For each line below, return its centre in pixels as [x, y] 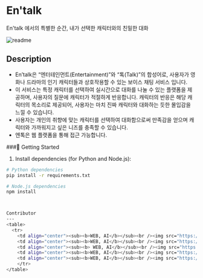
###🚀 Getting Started [33, 147]
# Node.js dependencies [36, 186]
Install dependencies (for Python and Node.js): [73, 158]
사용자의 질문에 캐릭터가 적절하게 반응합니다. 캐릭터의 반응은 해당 [109, 97]
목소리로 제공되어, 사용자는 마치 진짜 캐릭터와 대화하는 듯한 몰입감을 [111, 105]
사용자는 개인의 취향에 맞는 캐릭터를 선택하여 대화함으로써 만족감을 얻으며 [101, 120]
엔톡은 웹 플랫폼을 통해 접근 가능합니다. [61, 135]
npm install [21, 192]
